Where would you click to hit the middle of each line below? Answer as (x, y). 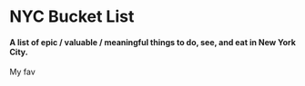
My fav (23, 72)
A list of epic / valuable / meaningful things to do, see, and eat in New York (152, 42)
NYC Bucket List (72, 17)
